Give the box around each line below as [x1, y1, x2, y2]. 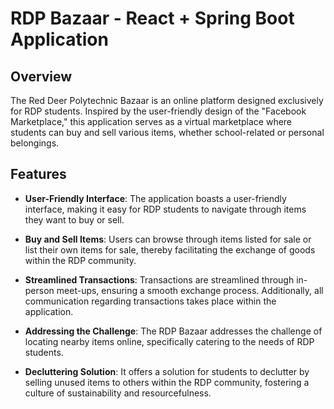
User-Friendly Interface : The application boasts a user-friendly [24, 192, 287, 204]
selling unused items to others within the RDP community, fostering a [24, 376, 310, 388]
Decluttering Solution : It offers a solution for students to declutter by [24, 365, 310, 377]
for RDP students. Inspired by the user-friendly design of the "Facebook [10, 105, 307, 117]
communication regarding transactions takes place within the [24, 295, 277, 307]
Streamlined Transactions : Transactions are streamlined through [24, 273, 295, 286]
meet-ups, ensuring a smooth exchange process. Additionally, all [56, 284, 324, 296]
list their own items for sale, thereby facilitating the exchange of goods [24, 243, 316, 256]
